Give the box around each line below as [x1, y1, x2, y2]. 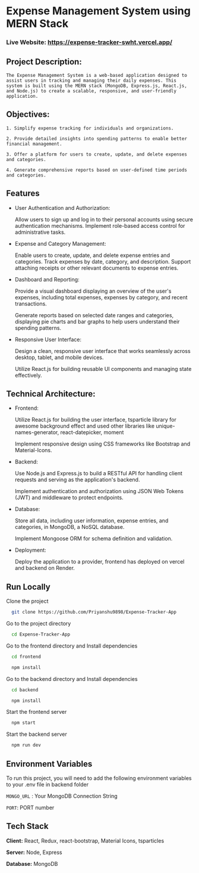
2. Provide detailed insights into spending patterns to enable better [6, 135, 187, 141]
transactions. [14, 300, 48, 307]
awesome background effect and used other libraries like [14, 422, 155, 430]
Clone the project [6, 598, 49, 605]
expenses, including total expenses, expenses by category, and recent [14, 293, 188, 301]
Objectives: [6, 109, 50, 120]
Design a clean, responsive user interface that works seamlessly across [14, 347, 191, 354]
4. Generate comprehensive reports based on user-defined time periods [6, 167, 187, 173]
